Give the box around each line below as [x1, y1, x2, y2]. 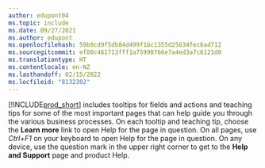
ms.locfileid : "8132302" [8, 78, 90, 86]
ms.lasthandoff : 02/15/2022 [8, 71, 102, 78]
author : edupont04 [8, 11, 69, 20]
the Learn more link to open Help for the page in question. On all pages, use [8, 124, 257, 135]
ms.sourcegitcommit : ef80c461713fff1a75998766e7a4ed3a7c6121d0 [8, 48, 222, 56]
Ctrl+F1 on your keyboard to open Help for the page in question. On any [8, 133, 243, 143]
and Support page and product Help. [8, 150, 129, 159]
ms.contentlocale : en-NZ [8, 63, 90, 71]
